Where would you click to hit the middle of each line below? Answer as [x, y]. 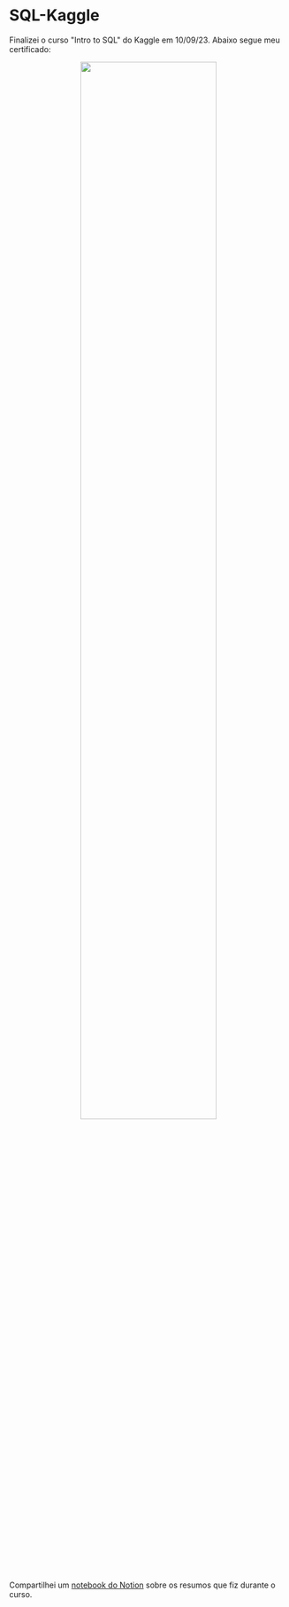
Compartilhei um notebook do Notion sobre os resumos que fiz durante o [142, 1585]
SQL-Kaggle [54, 15]
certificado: [30, 49]
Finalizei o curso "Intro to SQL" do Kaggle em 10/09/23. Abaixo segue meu [144, 40]
